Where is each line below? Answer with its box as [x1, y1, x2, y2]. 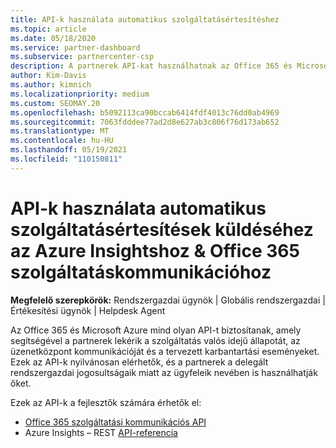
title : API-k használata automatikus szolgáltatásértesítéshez [10, 14, 280, 25]
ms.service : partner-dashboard [10, 42, 141, 53]
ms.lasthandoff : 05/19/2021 [10, 145, 128, 155]
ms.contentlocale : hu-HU [10, 136, 114, 146]
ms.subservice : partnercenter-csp [10, 52, 155, 62]
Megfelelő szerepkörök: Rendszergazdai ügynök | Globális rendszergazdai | [10, 294, 326, 306]
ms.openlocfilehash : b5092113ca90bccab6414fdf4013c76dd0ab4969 [10, 107, 280, 118]
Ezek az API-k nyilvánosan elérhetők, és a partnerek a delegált [10, 356, 269, 368]
